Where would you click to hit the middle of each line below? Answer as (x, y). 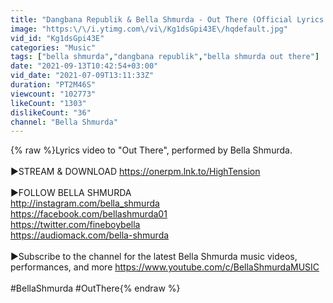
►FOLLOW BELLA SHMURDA (71, 193)
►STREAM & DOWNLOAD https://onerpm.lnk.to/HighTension (135, 172)
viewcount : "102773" (53, 94)
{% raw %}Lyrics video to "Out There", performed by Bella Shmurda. (151, 150)
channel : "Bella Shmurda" (64, 122)
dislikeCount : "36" (51, 112)
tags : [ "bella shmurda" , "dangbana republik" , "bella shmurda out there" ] (165, 57)
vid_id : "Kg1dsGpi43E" (57, 38)
